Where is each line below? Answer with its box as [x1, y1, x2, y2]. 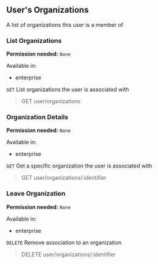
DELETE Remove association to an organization [6, 238, 122, 246]
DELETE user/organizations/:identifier [21, 251, 116, 258]
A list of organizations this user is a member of [6, 21, 124, 28]
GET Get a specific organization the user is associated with [6, 162, 153, 170]
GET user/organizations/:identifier [21, 174, 107, 182]
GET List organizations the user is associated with [6, 86, 129, 94]
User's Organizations [6, 5, 89, 15]
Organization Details [6, 113, 68, 122]
